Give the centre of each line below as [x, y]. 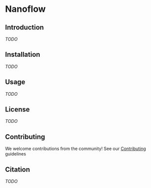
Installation [23, 55]
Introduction [25, 27]
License [17, 110]
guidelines [15, 154]
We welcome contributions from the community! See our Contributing [75, 149]
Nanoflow [25, 9]
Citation [18, 169]
